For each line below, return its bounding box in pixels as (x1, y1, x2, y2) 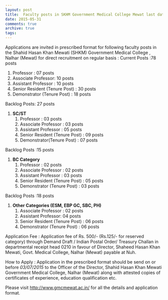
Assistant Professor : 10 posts (12, 80, 74, 86)
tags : (5, 30, 16, 35)
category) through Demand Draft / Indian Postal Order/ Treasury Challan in (5, 238, 159, 244)
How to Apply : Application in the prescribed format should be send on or (5, 259, 156, 265)
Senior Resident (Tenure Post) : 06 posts (19, 218, 104, 224)
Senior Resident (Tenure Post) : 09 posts (19, 132, 104, 137)
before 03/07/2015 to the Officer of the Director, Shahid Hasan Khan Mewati (5, 264, 162, 270)
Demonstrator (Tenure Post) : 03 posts (19, 183, 99, 189)
